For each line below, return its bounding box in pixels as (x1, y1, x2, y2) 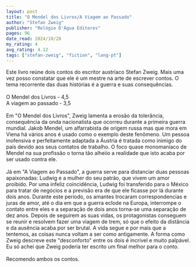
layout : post (6, 8, 38, 15)
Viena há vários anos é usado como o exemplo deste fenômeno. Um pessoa (6, 130, 190, 138)
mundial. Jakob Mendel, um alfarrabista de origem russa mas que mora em (6, 124, 187, 131)
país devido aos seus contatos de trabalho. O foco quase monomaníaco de (6, 143, 187, 150)
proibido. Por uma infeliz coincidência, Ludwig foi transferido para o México (6, 180, 189, 188)
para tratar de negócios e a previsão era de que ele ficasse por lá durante (6, 187, 184, 194)
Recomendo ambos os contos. (6, 255, 80, 262)
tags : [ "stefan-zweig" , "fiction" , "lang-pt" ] (6, 52, 122, 58)
